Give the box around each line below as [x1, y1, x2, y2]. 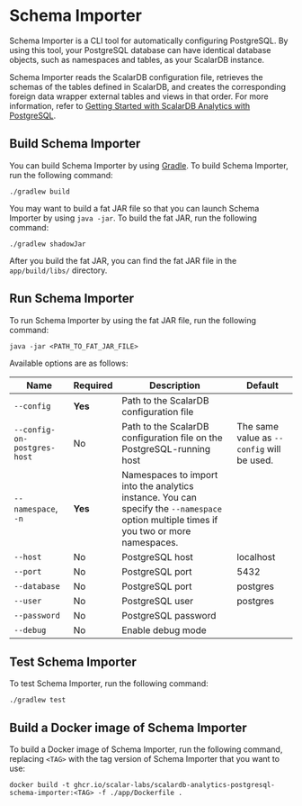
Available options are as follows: [9, 358, 129, 368]
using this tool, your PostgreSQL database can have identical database [9, 44, 271, 55]
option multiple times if [120, 513, 218, 526]
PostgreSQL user [120, 594, 194, 607]
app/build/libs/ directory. [9, 265, 108, 276]
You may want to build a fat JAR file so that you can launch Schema [9, 203, 260, 213]
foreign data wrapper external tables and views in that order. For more [9, 91, 269, 102]
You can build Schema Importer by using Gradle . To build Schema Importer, [9, 159, 289, 171]
